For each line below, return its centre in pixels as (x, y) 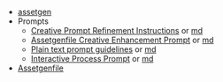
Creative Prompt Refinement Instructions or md (117, 30)
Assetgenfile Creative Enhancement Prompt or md (122, 40)
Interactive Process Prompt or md (92, 59)
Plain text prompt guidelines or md (93, 49)
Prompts (33, 21)
